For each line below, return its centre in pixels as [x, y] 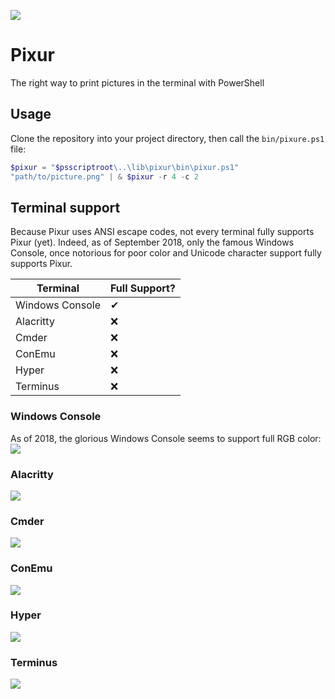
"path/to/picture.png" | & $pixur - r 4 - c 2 [104, 176]
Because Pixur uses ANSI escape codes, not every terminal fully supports [162, 232]
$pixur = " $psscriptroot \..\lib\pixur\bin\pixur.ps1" [125, 167]
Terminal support [65, 207]
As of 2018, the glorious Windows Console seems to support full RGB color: [166, 438]
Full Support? [143, 288]
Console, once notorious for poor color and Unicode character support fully [166, 253]
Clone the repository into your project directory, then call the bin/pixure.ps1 [167, 138]
